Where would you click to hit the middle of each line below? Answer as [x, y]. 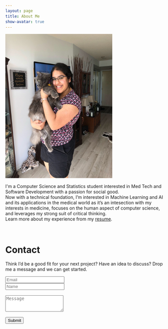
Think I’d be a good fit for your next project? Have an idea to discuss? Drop [84, 264]
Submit [15, 321]
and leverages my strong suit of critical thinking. [56, 214]
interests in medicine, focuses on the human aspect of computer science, [82, 208]
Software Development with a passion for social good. [62, 192]
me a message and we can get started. [46, 270]
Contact [23, 250]
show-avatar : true [25, 22]
